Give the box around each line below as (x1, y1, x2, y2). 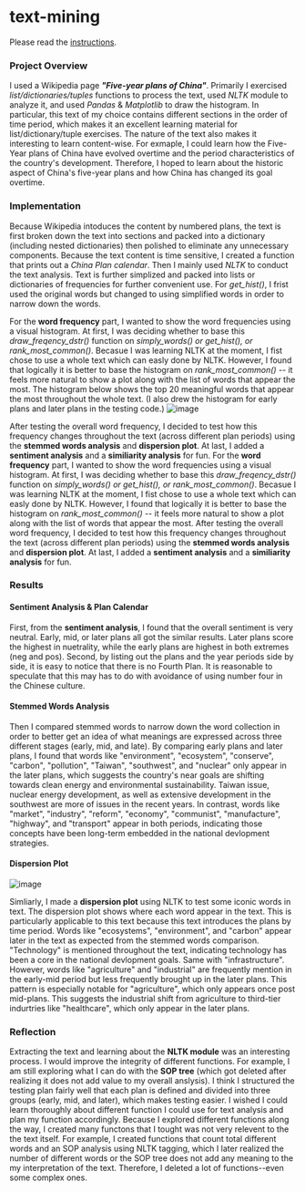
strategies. (9, 837, 50, 848)
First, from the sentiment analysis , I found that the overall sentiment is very (9, 622, 294, 633)
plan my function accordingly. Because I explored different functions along (9, 1114, 290, 1125)
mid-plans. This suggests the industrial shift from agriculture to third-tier (9, 993, 281, 1004)
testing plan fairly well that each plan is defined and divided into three (9, 1085, 271, 1096)
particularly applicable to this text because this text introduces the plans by (9, 916, 291, 927)
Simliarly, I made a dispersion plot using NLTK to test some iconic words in (9, 897, 291, 907)
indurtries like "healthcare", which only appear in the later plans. (9, 1003, 250, 1014)
